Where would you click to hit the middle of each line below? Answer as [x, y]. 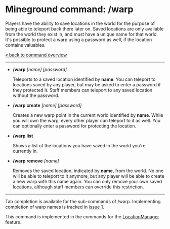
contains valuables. [25, 45]
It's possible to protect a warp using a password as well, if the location [79, 40]
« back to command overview [36, 55]
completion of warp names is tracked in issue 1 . [55, 207]
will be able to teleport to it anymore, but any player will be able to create [88, 176]
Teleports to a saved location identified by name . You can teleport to [84, 79]
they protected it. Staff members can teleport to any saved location [82, 90]
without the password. [36, 95]
